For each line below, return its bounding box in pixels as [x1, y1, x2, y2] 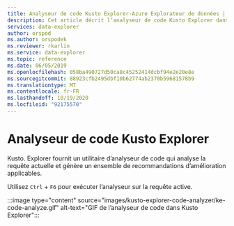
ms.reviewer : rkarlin [7, 43, 70, 50]
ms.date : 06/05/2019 [7, 62, 68, 69]
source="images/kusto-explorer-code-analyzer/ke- [77, 196, 226, 204]
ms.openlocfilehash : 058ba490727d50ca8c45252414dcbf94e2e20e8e [7, 68, 195, 75]
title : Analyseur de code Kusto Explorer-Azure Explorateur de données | [7, 10, 226, 17]
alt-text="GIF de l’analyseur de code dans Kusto [60, 203, 198, 211]
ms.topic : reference [7, 56, 68, 63]
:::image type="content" [7, 196, 77, 204]
